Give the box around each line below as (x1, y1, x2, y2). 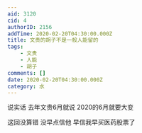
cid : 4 (7, 17, 27, 24)
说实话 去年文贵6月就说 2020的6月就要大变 (7, 103, 133, 112)
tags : (7, 43, 23, 50)
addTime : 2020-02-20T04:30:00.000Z (7, 30, 113, 37)
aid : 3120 (7, 10, 37, 18)
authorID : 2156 (7, 23, 53, 30)
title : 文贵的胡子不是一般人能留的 (7, 37, 99, 44)
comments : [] (7, 69, 46, 76)
